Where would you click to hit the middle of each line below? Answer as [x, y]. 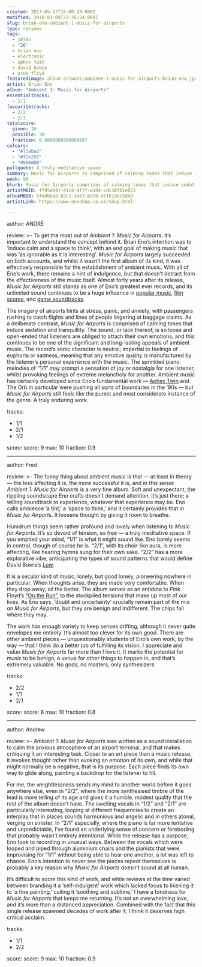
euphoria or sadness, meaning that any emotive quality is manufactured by [99, 355]
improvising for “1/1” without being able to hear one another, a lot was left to [100, 855]
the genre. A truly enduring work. [48, 400]
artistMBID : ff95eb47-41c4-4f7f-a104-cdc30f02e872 [71, 190]
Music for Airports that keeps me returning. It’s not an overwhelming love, [98, 899]
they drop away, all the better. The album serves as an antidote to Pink [94, 589]
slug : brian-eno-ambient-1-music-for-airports [66, 23]
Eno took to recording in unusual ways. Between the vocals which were [95, 842]
